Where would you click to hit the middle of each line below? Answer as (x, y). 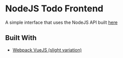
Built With (21, 38)
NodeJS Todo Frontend (54, 9)
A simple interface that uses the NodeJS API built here (61, 22)
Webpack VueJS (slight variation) (47, 50)
